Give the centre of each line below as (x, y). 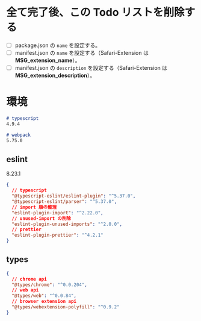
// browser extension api (44, 302)
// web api (25, 290)
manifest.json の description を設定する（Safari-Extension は (91, 68)
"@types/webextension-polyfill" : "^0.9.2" (66, 307)
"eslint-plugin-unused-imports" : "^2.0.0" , (67, 224)
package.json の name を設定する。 (58, 45)
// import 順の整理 (34, 207)
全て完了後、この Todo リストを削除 (95, 12)
